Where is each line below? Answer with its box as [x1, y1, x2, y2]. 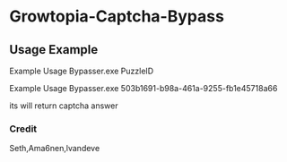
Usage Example [9, 42, 99, 57]
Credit [9, 123, 38, 135]
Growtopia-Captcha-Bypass [9, 6, 224, 27]
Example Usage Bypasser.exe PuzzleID [9, 65, 154, 76]
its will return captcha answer [9, 100, 118, 111]
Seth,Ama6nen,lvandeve [9, 143, 100, 154]
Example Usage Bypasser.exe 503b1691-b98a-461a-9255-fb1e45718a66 [9, 83, 278, 93]
